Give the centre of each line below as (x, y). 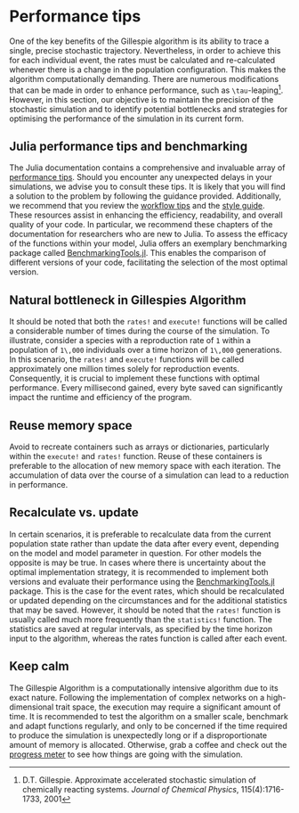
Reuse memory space (71, 425)
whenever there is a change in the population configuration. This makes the (148, 70)
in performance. (39, 485)
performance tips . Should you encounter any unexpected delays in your (141, 177)
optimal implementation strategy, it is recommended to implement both (139, 571)
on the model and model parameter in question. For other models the (136, 553)
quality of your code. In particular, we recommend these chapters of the (141, 225)
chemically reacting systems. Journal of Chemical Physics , (130, 789)
